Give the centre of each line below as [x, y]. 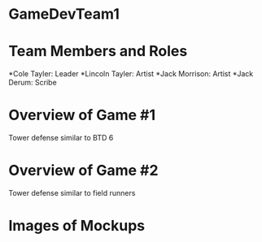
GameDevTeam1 [64, 14]
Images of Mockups [77, 226]
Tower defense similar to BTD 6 [61, 138]
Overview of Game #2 [83, 171]
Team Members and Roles [98, 52]
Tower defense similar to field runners [72, 193]
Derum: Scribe [33, 83]
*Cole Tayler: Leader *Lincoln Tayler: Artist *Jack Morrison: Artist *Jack [131, 74]
